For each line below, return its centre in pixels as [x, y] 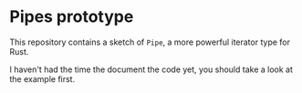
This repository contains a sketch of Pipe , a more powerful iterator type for [150, 42]
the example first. [42, 78]
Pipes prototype [72, 17]
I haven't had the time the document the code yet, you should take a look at [151, 69]
